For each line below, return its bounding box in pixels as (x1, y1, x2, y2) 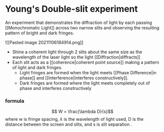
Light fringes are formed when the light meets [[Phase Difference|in (19, 69, 157, 75)
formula (5, 97, 25, 104)
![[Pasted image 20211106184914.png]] (5, 39, 83, 45)
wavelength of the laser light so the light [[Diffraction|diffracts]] (12, 54, 141, 60)
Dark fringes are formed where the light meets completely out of (19, 80, 150, 86)
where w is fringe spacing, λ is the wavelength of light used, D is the (5, 116, 144, 122)
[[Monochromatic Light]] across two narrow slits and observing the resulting (5, 24, 160, 30)
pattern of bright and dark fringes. (5, 30, 75, 36)
